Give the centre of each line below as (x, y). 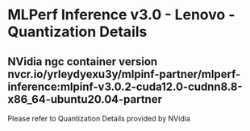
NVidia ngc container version (83, 61)
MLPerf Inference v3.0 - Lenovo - (121, 15)
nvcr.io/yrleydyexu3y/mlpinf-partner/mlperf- (124, 74)
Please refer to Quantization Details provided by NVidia (99, 119)
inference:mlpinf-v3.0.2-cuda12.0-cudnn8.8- (125, 86)
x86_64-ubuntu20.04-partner (85, 99)
